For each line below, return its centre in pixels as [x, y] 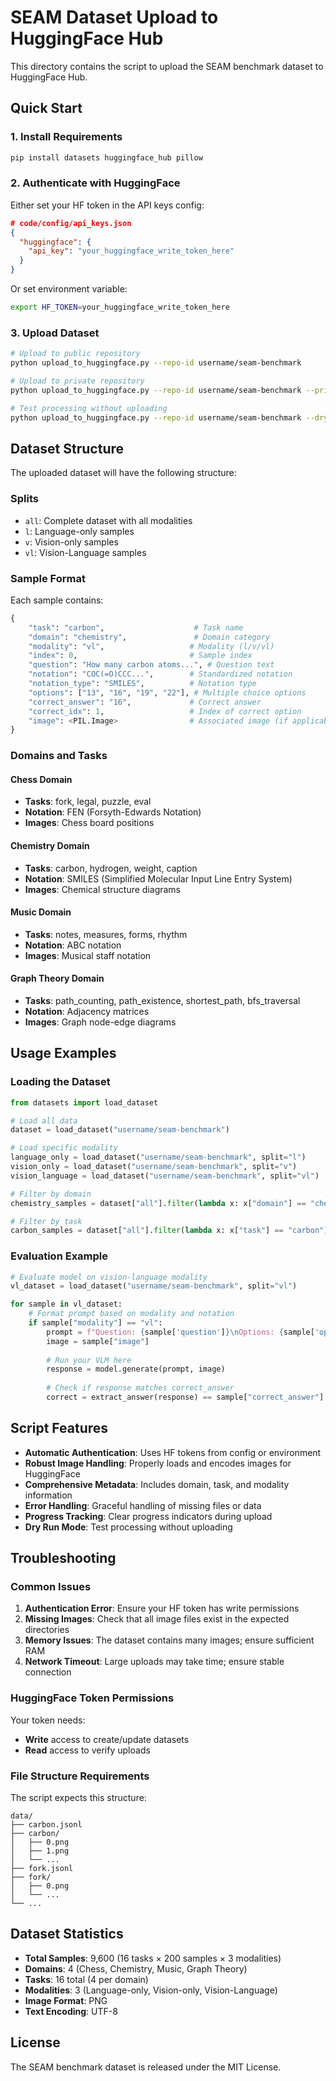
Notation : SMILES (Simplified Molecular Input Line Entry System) [158, 878]
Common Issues [51, 1587]
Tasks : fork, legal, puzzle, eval [88, 802]
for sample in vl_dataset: [66, 1304]
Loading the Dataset [60, 1082]
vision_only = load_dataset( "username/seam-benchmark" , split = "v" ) [154, 1167]
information [48, 1495]
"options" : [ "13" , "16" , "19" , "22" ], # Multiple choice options [167, 692]
